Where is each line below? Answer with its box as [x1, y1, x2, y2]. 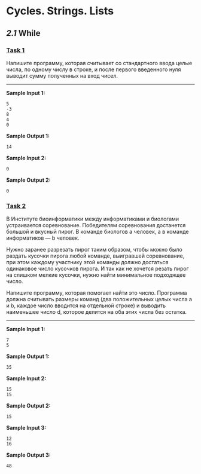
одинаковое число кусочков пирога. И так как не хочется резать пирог [6, 265, 189, 273]
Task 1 [6, 46, 25, 54]
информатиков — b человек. [6, 234, 80, 241]
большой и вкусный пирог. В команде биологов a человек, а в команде [6, 228, 189, 236]
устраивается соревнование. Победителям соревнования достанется [6, 222, 186, 229]
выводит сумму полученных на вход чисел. [6, 72, 118, 79]
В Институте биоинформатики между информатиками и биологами [6, 215, 179, 222]
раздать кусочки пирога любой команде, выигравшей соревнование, [6, 252, 185, 259]
